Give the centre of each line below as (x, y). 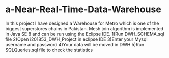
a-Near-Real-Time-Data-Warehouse (83, 9)
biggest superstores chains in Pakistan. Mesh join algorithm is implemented (84, 28)
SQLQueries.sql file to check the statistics (49, 50)
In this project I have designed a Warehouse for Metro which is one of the (82, 23)
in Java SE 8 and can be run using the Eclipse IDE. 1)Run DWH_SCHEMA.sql (85, 34)
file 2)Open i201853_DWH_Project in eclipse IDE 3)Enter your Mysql (76, 39)
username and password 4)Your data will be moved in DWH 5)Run (75, 44)
